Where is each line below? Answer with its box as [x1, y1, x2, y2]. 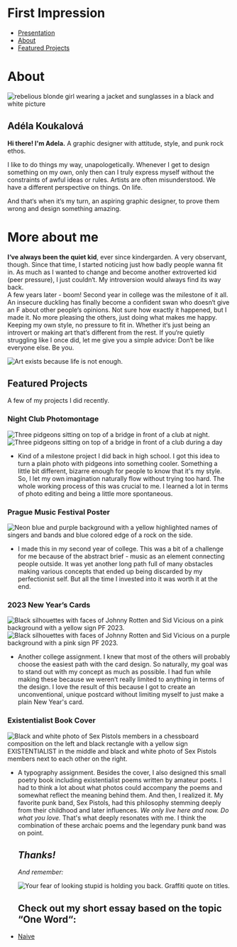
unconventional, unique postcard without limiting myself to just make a [17, 691, 224, 699]
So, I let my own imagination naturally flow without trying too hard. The [17, 474, 225, 482]
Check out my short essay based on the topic [17, 902, 222, 914]
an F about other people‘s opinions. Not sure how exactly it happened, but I [7, 305, 227, 314]
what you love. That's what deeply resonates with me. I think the [17, 813, 207, 822]
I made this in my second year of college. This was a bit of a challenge [17, 545, 224, 553]
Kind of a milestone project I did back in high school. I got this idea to [17, 451, 220, 460]
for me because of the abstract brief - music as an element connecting [17, 552, 225, 561]
